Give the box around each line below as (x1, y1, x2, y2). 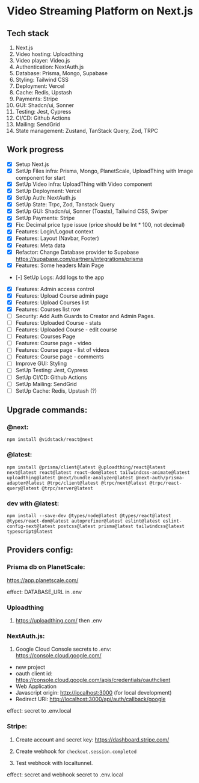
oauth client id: (15, 670, 53, 677)
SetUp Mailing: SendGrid (15, 380, 77, 387)
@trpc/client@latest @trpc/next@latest (47, 480, 147, 486)
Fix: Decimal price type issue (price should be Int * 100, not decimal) (15, 221, 185, 229)
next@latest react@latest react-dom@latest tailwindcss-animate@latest (7, 469, 190, 476)
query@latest (7, 485, 40, 491)
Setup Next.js (15, 161, 49, 168)
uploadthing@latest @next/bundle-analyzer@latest (7, 474, 134, 481)
